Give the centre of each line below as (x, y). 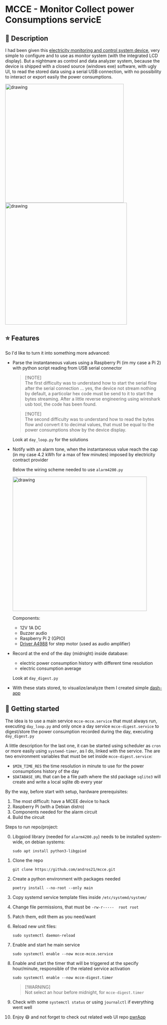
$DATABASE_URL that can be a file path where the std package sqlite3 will (86, 776)
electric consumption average (50, 668)
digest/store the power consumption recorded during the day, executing (79, 731)
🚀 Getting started (32, 709)
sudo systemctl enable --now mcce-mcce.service (63, 954)
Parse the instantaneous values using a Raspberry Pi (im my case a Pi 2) (86, 362)
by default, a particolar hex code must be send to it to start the (89, 393)
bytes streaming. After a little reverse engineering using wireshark (92, 399)
